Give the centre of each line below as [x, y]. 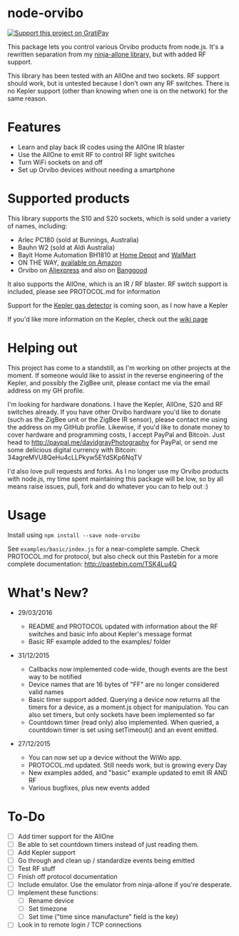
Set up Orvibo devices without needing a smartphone [96, 170]
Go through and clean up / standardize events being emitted [106, 860]
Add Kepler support [47, 852]
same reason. [27, 98]
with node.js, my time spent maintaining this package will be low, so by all [116, 479]
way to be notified [55, 676]
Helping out [43, 348]
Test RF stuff [36, 868]
